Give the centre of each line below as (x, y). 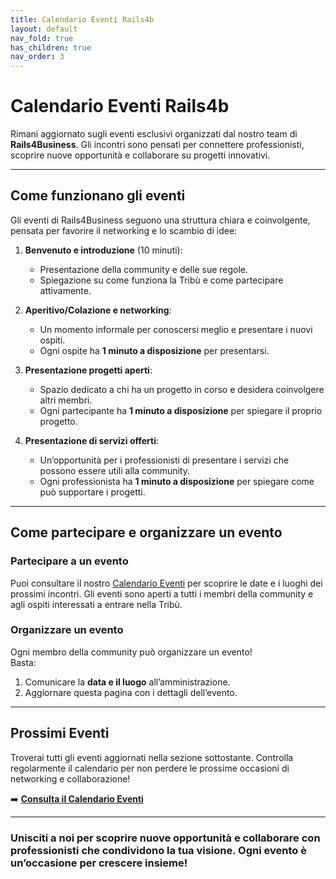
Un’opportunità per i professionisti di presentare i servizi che (164, 460)
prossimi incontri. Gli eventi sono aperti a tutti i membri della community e (162, 593)
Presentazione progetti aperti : (88, 370)
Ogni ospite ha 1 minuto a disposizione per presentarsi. (154, 350)
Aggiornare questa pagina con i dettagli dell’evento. (131, 692)
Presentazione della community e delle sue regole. (144, 269)
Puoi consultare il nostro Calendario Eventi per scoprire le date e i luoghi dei (166, 583)
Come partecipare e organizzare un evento (146, 532)
